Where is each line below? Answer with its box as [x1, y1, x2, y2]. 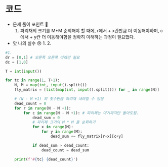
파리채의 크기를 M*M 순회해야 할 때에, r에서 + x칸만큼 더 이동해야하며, [20, 27, 159, 33]
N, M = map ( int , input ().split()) [14, 83, 87, 88]
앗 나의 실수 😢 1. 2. [12, 40, 52, 46]
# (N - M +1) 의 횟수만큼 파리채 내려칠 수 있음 [14, 96, 104, 101]
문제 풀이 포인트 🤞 [12, 21, 48, 27]
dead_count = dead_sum [41, 147, 90, 153]
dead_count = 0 [14, 101, 47, 106]
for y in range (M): [41, 129, 82, 134]
